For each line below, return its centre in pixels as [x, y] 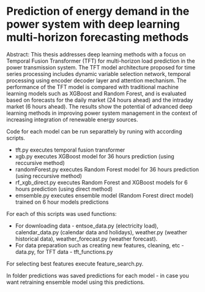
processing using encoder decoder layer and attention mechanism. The [96, 80]
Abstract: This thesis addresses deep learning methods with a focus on [96, 54]
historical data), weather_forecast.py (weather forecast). [86, 239]
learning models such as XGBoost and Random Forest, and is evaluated [96, 93]
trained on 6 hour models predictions [62, 202]
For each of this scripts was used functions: [62, 213]
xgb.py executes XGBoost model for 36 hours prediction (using [95, 156]
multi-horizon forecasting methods [98, 37]
